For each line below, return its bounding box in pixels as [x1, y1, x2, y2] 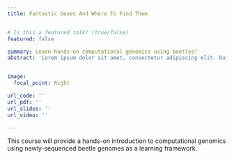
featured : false [7, 36, 54, 43]
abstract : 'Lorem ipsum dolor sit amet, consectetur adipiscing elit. [7, 54, 217, 61]
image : [7, 73, 26, 80]
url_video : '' [7, 112, 49, 119]
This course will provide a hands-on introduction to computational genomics [7, 137, 226, 145]
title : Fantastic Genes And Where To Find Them [7, 10, 148, 17]
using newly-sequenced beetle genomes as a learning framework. [7, 144, 198, 153]
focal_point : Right [13, 79, 70, 87]
